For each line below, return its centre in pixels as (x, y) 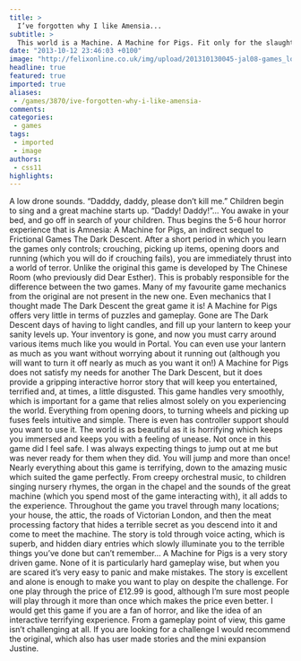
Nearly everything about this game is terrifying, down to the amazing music (148, 468)
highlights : (31, 176)
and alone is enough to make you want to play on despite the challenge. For (149, 582)
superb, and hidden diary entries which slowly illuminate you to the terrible (147, 544)
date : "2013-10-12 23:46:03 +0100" (76, 51)
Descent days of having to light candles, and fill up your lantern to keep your (150, 325)
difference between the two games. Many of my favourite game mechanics (148, 287)
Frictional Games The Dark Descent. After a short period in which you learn (148, 239)
